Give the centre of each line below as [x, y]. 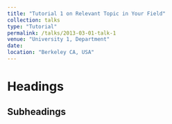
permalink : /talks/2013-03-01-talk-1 [62, 33]
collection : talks [34, 20]
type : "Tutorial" [32, 26]
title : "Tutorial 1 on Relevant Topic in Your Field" [87, 14]
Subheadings [37, 112]
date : [15, 46]
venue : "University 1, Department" [59, 39]
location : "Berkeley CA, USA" [51, 53]
